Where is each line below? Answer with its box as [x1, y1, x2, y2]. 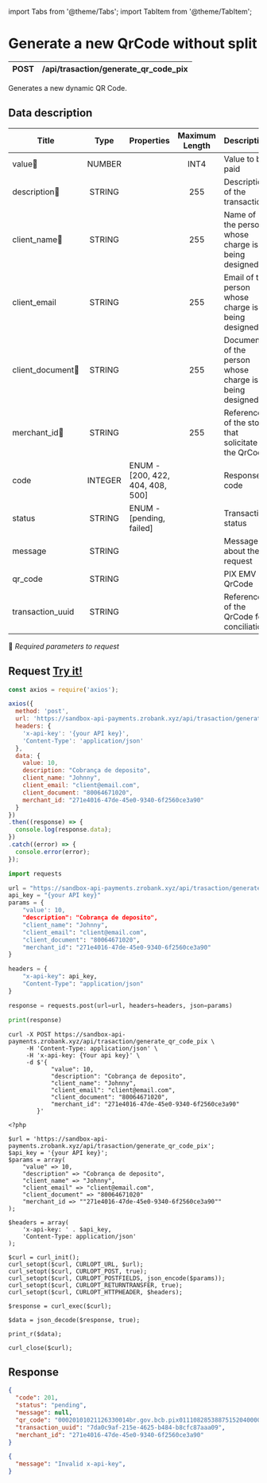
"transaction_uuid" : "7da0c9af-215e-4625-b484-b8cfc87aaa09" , [15, 1423, 226, 1431]
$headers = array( [8, 1218, 69, 1227]
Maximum [177, 130, 216, 141]
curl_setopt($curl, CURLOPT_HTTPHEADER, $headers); [8, 1288, 183, 1296]
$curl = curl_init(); [8, 1253, 80, 1261]
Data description [8, 107, 93, 120]
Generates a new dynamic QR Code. [8, 83, 127, 92]
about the [223, 545, 260, 556]
